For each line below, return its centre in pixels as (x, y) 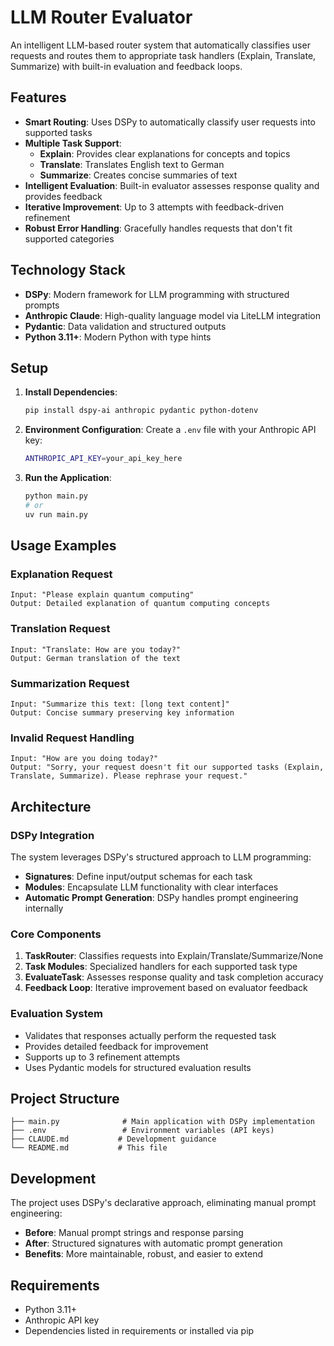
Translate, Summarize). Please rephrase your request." (129, 776)
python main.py (56, 496)
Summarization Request (70, 683)
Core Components (56, 934)
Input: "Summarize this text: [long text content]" (120, 704)
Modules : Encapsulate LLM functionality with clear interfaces (151, 887)
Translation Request (60, 629)
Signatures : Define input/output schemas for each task (138, 877)
